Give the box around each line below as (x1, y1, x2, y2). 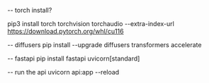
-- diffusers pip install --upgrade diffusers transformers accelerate (7, 41, 202, 49)
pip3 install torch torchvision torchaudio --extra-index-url (7, 20, 175, 27)
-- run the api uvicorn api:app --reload (7, 68, 120, 76)
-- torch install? (7, 6, 52, 14)
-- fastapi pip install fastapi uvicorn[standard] (7, 54, 140, 63)
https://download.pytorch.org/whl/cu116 (7, 27, 124, 35)
